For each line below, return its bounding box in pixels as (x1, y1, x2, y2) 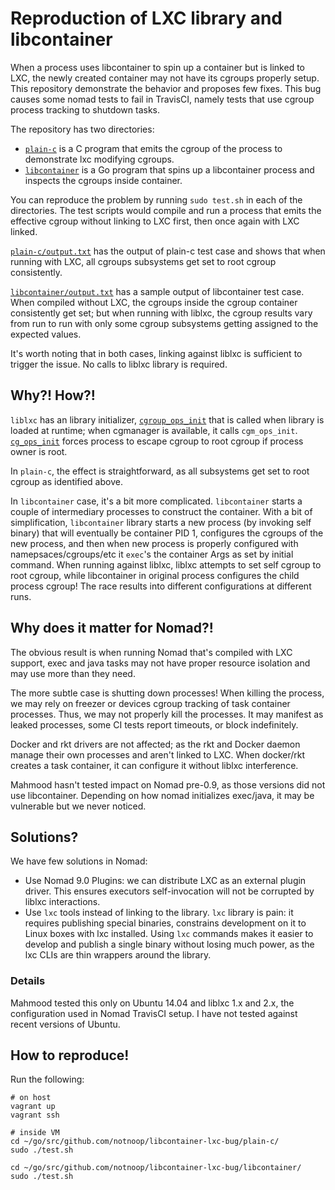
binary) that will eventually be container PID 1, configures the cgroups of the (10, 527, 324, 539)
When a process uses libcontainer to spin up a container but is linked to (10, 61, 305, 73)
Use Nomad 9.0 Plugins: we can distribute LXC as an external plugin (24, 875, 307, 887)
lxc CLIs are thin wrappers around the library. (24, 949, 212, 961)
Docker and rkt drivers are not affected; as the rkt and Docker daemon (10, 738, 301, 750)
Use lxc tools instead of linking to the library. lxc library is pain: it (24, 907, 294, 919)
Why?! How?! (10, 387, 96, 404)
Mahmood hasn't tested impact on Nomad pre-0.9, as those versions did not (10, 778, 326, 791)
